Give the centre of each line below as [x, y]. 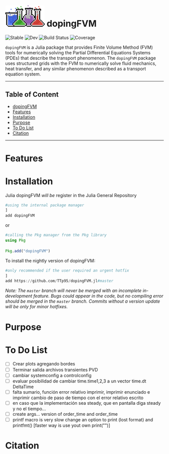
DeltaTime [23, 387]
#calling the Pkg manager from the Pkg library [56, 235]
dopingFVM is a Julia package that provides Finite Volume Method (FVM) [79, 47]
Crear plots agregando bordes [44, 364]
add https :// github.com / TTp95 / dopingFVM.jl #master [59, 281]
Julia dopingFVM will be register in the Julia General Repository [71, 195]
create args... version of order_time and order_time [65, 414]
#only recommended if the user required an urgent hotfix [67, 270]
